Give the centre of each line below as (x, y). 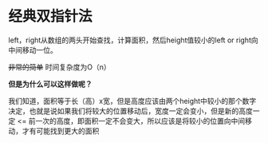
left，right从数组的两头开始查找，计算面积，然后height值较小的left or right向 (133, 40)
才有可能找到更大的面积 (61, 131)
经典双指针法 (51, 16)
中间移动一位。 (33, 50)
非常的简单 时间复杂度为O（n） (59, 67)
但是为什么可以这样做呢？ (50, 84)
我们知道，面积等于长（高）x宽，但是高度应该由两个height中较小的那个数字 (132, 101)
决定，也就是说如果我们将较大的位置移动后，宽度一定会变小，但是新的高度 (130, 111)
